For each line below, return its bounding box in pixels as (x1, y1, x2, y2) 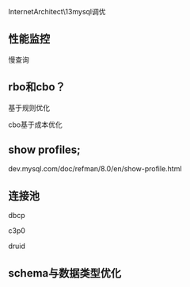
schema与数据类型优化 (8, 266, 122, 280)
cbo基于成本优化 (8, 120, 63, 129)
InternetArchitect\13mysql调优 (8, 7, 106, 16)
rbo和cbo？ (8, 80, 66, 94)
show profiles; (8, 143, 81, 157)
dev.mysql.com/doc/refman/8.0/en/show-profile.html (8, 164, 182, 174)
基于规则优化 (8, 102, 50, 113)
